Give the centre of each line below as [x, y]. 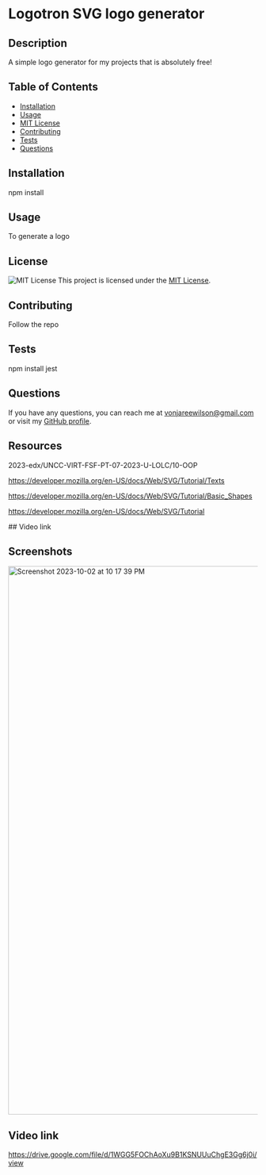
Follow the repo [34, 324]
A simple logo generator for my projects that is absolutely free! [110, 62]
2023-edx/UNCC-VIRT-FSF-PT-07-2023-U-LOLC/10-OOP [103, 465]
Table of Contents [53, 87]
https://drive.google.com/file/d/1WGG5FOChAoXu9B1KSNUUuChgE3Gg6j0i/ [133, 1154]
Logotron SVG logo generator [106, 14]
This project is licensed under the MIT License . [135, 280]
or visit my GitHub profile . [50, 420]
